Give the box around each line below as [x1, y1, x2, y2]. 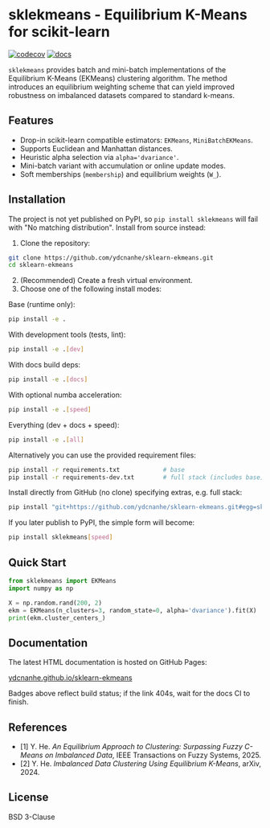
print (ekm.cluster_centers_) [8, 613, 106, 622]
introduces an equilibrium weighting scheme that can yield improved [8, 82, 235, 92]
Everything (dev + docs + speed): [8, 420, 120, 429]
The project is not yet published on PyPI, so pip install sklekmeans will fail [8, 214, 259, 223]
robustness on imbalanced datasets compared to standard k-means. [8, 90, 235, 100]
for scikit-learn [8, 23, 111, 41]
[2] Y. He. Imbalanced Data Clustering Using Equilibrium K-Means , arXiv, [19, 759, 262, 769]
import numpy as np [8, 584, 74, 592]
